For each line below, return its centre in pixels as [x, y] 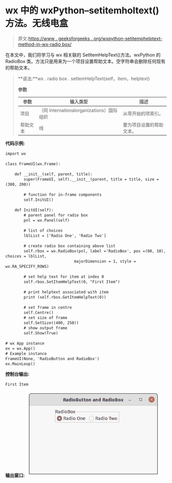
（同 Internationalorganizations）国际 [78, 110]
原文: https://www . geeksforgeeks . [55, 38]
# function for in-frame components [63, 195]
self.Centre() [39, 313]
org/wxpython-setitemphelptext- [128, 38]
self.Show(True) [41, 333]
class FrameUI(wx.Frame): [33, 164]
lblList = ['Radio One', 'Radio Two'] [65, 236]
